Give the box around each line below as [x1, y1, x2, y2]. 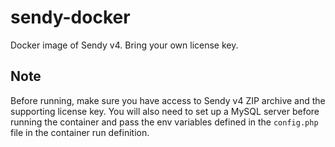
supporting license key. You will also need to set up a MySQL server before [10, 105, 320, 117]
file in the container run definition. [10, 126, 150, 138]
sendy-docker [10, 6, 131, 29]
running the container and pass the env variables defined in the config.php [10, 116, 319, 128]
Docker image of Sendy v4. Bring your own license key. [10, 39, 239, 51]
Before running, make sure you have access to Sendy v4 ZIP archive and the [10, 94, 326, 106]
